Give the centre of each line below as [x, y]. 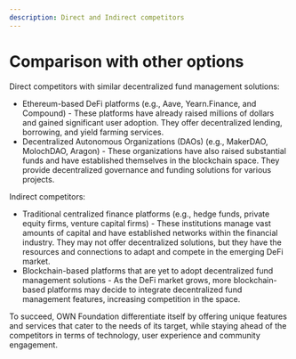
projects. [38, 179]
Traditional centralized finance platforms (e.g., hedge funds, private [146, 214]
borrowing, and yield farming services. [93, 132]
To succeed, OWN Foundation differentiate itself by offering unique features [148, 316]
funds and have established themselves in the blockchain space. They [151, 160]
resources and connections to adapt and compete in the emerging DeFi [152, 251]
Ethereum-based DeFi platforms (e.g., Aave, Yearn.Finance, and [139, 103]
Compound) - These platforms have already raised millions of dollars [148, 113]
